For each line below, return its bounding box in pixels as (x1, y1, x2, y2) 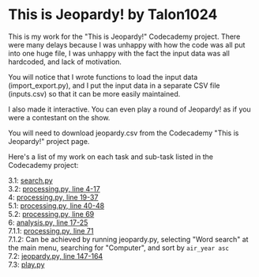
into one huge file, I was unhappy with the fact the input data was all (8, 48, 231, 58)
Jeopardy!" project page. (8, 136, 90, 146)
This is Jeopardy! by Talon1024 (8, 6, 218, 24)
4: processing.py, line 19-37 (8, 192, 99, 202)
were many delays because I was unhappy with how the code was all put (8, 40, 246, 49)
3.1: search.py (8, 176, 53, 185)
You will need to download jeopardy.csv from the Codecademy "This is (8, 128, 239, 138)
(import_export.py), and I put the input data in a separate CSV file (8, 81, 220, 90)
